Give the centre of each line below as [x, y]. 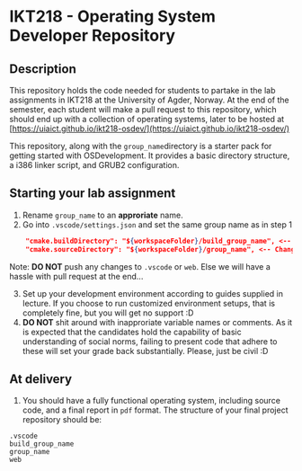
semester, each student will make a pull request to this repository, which [143, 109]
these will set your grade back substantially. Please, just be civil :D [145, 351]
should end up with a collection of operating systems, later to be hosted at [147, 119]
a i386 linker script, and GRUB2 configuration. [94, 165]
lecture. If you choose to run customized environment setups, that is [149, 303]
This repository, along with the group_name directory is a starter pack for [141, 146]
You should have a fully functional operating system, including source [151, 401]
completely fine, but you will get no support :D [108, 313]
